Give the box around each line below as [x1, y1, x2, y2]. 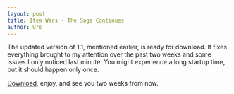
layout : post [7, 10, 46, 18]
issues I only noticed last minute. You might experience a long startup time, [7, 58, 226, 66]
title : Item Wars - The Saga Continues [7, 17, 125, 24]
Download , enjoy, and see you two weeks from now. [7, 79, 159, 88]
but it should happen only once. [7, 65, 99, 74]
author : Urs [7, 23, 42, 30]
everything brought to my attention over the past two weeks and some [7, 50, 211, 59]
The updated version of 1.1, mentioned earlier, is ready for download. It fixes [7, 43, 228, 52]
